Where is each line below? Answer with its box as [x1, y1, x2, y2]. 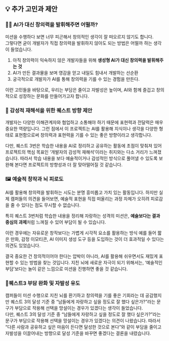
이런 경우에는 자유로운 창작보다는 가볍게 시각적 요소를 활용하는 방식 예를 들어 [5, 230, 157, 236]
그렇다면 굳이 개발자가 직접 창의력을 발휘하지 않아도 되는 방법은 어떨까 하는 [5, 40, 153, 46]
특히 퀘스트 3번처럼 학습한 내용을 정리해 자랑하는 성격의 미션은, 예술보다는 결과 [5, 213, 160, 219]
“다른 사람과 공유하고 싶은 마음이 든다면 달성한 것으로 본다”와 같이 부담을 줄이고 [5, 324, 162, 330]
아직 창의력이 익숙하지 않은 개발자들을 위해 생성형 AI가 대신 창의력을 [12, 57, 147, 63]
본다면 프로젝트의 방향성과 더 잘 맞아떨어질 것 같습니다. [14, 161, 123, 168]
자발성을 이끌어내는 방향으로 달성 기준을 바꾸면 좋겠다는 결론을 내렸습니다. [5, 330, 151, 336]
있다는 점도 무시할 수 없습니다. [21, 202, 81, 208]
